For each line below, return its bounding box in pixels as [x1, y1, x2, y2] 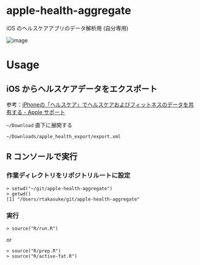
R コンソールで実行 [6, 151, 78, 162]
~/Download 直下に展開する [6, 121, 73, 128]
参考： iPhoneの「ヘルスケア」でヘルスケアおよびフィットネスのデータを [6, 101, 189, 108]
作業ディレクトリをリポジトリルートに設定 [6, 171, 131, 180]
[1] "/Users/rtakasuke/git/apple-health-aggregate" [6, 196, 140, 202]
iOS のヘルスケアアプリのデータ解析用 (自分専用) [6, 24, 129, 32]
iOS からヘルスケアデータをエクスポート [6, 83, 157, 94]
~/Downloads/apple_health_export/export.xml [6, 133, 121, 140]
